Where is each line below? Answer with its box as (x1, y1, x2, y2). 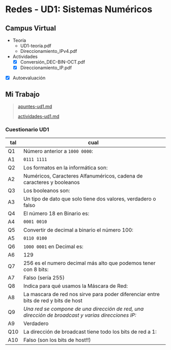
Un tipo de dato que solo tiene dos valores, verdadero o (23, 195, 156, 202)
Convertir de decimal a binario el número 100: (23, 226, 134, 234)
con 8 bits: (23, 266, 49, 273)
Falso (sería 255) (23, 274, 65, 281)
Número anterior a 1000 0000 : (23, 148, 93, 155)
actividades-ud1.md (17, 113, 60, 119)
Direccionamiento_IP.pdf (20, 65, 72, 71)
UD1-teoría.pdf (20, 43, 52, 49)
